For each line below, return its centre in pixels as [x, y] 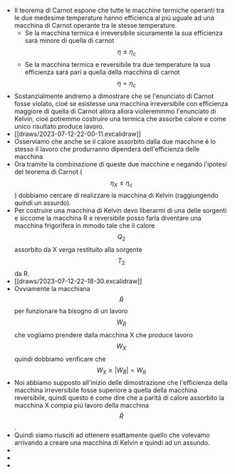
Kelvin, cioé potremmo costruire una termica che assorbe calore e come [120, 118]
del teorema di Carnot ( [48, 172]
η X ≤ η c [121, 183]
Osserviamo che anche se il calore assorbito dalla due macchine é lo [115, 141]
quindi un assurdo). [42, 203]
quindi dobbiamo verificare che [60, 359]
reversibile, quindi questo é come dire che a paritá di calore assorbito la [119, 398]
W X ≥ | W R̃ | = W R [121, 371]
